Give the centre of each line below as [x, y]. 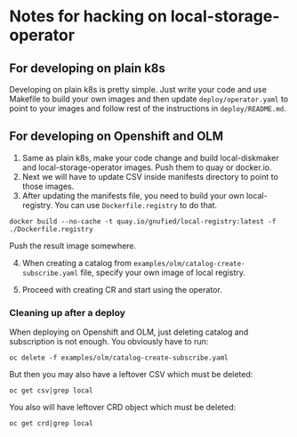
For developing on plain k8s [88, 68]
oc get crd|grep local [51, 424]
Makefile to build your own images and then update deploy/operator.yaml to [149, 99]
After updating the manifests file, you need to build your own [133, 195]
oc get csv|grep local [51, 391]
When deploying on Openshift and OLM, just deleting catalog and [129, 332]
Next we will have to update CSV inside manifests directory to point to [150, 176]
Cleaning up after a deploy [68, 312]
